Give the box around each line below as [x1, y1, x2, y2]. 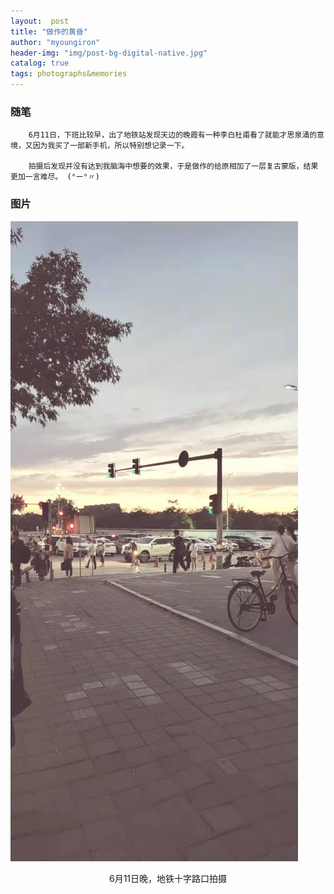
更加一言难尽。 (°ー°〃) [10, 172, 100, 182]
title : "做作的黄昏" [10, 26, 88, 37]
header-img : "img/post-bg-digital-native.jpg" [10, 48, 208, 58]
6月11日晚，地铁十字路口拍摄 [108, 872, 228, 884]
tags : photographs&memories [10, 69, 128, 79]
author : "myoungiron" [10, 37, 101, 47]
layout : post [10, 16, 70, 26]
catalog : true [10, 58, 70, 69]
